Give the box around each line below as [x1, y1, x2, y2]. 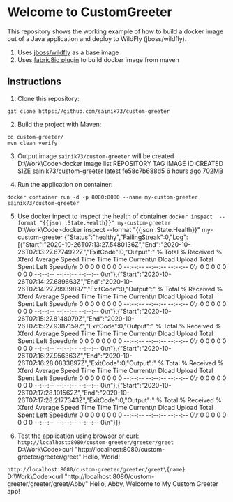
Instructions [7, 76, 61, 88]
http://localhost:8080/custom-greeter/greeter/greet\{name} [7, 466, 186, 473]
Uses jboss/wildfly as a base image [17, 48, 119, 56]
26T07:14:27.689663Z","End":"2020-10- [17, 277, 133, 286]
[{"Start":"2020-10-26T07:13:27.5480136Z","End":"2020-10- [17, 240, 191, 248]
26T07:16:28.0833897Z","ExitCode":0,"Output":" [17, 358, 157, 367]
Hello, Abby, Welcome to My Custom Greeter [89, 479, 218, 488]
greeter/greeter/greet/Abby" [7, 479, 89, 488]
